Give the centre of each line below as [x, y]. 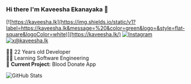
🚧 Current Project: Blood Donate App [51, 64]
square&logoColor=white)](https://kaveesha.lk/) [64, 34]
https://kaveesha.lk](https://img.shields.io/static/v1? [74, 22]
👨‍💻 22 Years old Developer [39, 52]
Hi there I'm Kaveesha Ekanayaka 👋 [57, 9]
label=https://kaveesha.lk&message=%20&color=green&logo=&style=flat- [95, 28]
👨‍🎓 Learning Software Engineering [48, 58]
